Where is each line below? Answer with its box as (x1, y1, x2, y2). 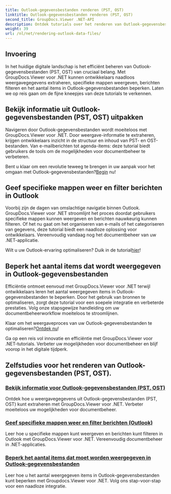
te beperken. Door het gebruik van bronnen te (49, 294, 146, 300)
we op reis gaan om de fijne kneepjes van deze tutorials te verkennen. (5, 90, 153, 97)
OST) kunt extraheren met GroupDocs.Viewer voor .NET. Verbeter (5, 401, 144, 407)
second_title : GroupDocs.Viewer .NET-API (5, 17, 95, 22)
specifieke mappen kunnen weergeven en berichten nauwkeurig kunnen (5, 215, 157, 222)
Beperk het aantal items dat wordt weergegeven (5, 262, 161, 270)
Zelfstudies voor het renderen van (5, 361, 116, 369)
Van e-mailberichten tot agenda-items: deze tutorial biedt (30, 143, 151, 149)
